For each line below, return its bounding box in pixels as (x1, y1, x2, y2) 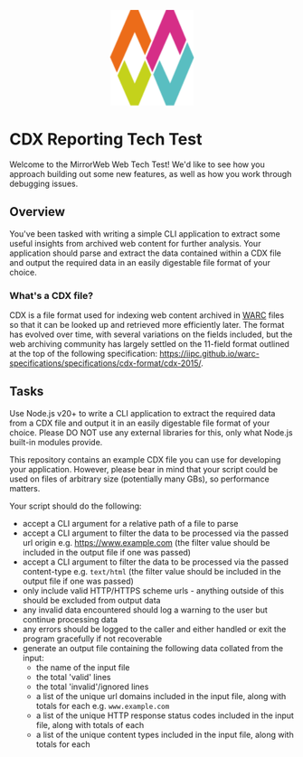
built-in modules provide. (9, 436, 103, 447)
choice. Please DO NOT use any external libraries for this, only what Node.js (9, 426, 293, 438)
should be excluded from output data (22, 594, 161, 605)
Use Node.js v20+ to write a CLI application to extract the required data (9, 407, 276, 418)
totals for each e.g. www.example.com (35, 700, 170, 711)
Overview (9, 204, 66, 220)
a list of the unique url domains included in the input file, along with (35, 690, 287, 701)
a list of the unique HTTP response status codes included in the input (35, 710, 294, 721)
